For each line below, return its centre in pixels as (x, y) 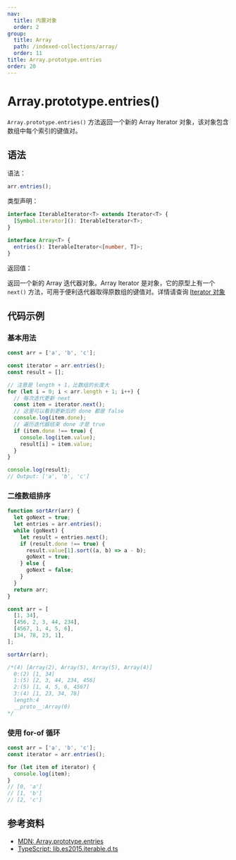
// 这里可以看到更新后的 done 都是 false (69, 411)
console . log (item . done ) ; (50, 418)
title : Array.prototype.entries (55, 60)
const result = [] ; (36, 372)
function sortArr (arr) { (44, 511)
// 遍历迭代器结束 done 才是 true (60, 424)
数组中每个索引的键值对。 (44, 131)
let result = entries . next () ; (64, 537)
